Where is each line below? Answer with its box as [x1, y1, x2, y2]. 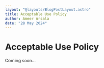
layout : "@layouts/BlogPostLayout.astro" [5, 7, 91, 12]
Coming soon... [5, 58, 36, 64]
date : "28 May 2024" [5, 20, 48, 26]
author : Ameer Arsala [5, 16, 50, 21]
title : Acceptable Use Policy [5, 12, 67, 17]
